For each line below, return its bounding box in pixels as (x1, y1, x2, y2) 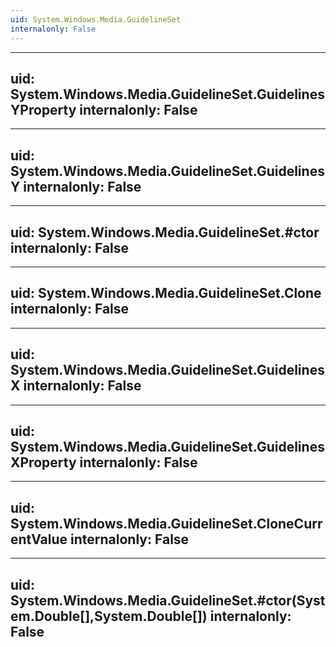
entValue (10, 531, 68, 548)
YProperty (10, 101, 77, 118)
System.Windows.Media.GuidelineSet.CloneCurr (10, 515, 323, 532)
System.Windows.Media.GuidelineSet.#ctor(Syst (10, 592, 326, 609)
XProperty (10, 454, 77, 471)
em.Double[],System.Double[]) (10, 607, 208, 625)
